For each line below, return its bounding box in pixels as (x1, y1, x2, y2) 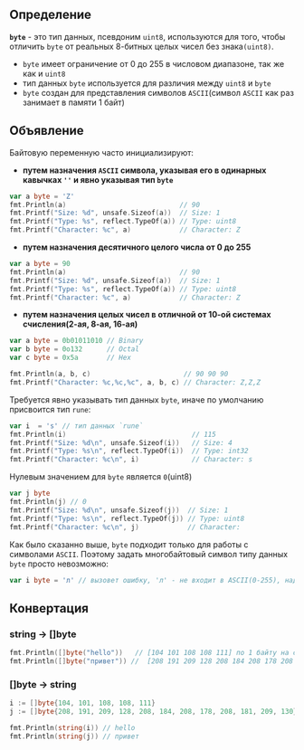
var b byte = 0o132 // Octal (9, 345, 140, 354)
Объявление (9, 123, 84, 138)
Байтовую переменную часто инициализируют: (9, 147, 195, 157)
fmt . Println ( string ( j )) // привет (9, 732, 140, 741)
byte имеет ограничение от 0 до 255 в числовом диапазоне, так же (22, 58, 285, 69)
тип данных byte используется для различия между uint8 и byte (22, 77, 271, 89)
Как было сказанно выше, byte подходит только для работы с (9, 538, 249, 550)
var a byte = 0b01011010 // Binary (9, 337, 144, 346)
